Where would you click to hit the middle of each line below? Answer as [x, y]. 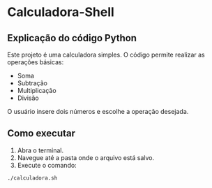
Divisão [28, 98]
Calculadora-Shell [61, 12]
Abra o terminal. [40, 150]
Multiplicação [37, 91]
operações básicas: [36, 62]
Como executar [41, 133]
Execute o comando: [47, 165]
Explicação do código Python [72, 38]
